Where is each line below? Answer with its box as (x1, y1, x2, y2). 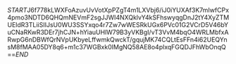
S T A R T (7, 6, 27, 14)
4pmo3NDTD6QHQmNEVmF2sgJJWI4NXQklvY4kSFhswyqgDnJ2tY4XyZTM (7, 13, 230, 22)
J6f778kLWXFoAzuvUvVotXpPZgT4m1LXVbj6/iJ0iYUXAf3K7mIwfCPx (27, 6, 230, 14)
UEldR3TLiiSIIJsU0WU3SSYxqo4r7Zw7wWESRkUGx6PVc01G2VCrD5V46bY (7, 21, 229, 29)
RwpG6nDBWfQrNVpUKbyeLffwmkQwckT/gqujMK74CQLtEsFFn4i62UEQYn (7, 35, 228, 44)
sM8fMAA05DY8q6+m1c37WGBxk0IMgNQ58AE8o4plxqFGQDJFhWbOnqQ (7, 43, 227, 51)
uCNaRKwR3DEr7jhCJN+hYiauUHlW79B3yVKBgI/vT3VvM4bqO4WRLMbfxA (7, 28, 229, 36)
